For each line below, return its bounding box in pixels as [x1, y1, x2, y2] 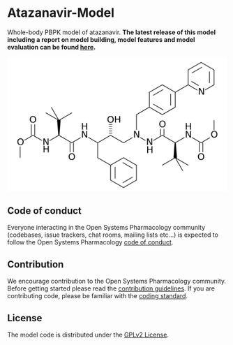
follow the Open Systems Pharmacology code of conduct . [7, 238, 174, 247]
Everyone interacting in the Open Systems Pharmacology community [7, 223, 206, 232]
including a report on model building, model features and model [7, 35, 195, 43]
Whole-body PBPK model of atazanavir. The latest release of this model [7, 28, 216, 36]
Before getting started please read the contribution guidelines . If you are [7, 284, 215, 293]
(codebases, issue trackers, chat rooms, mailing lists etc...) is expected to [7, 230, 218, 239]
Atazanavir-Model [7, 5, 115, 21]
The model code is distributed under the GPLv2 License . [7, 330, 170, 339]
